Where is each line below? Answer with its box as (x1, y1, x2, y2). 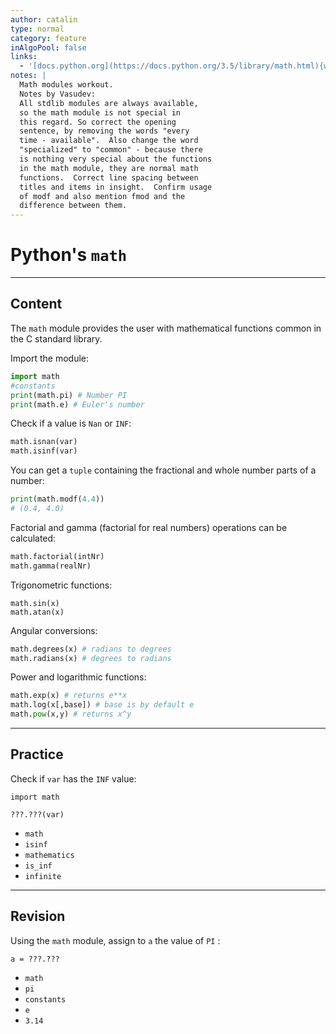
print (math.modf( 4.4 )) (10, 494, 105, 505)
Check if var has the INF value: (10, 772, 137, 785)
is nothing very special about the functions (19, 154, 213, 164)
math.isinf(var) (10, 446, 78, 456)
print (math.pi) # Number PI (10, 390, 128, 400)
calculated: (10, 532, 57, 544)
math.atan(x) (10, 607, 65, 617)
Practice (10, 746, 64, 763)
